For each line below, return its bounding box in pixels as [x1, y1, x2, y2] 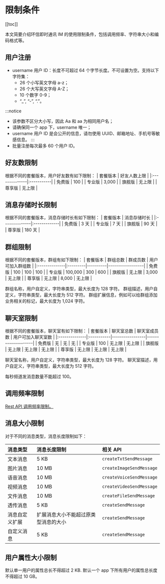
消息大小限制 [5, 419, 44, 428]
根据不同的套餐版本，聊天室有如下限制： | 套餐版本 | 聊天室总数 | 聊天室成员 [5, 328, 159, 334]
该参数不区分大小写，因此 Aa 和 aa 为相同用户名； [12, 118, 114, 124]
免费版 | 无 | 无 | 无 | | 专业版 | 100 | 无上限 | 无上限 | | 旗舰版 [38, 341, 159, 346]
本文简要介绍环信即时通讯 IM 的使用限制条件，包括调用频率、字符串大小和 [5, 31, 155, 37]
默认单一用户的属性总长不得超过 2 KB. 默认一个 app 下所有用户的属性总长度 [5, 567, 158, 573]
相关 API [102, 446, 122, 453]
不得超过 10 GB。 [5, 574, 40, 580]
